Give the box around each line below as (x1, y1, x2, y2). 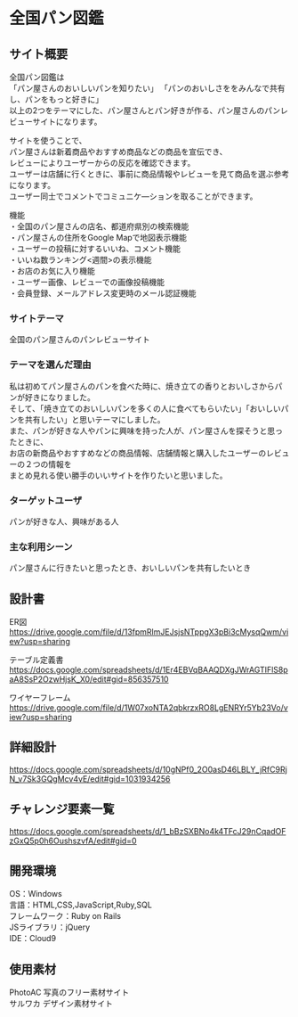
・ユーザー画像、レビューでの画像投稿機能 (9, 277, 165, 287)
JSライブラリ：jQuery (9, 922, 91, 932)
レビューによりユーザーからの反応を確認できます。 (9, 158, 196, 168)
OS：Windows (9, 889, 62, 899)
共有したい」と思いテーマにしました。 (24, 414, 165, 424)
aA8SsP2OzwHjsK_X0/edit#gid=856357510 (9, 674, 169, 685)
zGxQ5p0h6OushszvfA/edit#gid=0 (9, 835, 137, 846)
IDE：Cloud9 (9, 933, 56, 944)
